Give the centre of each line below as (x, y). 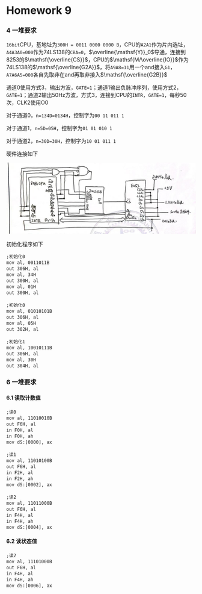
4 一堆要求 (22, 31)
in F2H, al (20, 473)
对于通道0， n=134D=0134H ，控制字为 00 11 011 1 (65, 116)
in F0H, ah (20, 436)
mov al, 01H (21, 287)
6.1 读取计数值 (23, 398)
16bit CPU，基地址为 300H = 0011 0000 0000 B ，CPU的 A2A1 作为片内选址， (97, 45)
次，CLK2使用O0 (27, 102)
